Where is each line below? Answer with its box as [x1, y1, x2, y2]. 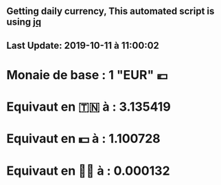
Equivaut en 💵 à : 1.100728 [6, 131, 161, 146]
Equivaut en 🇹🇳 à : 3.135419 [6, 99, 171, 115]
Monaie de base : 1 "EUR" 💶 [6, 67, 168, 83]
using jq [6, 17, 42, 28]
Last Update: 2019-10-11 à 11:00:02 [6, 39, 159, 51]
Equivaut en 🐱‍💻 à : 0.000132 [6, 163, 170, 178]
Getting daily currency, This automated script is [6, 6, 215, 17]
